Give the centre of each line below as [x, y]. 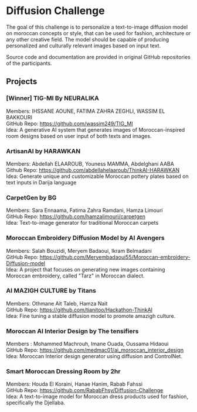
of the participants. [29, 63]
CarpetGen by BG [31, 197]
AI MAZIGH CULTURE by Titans [51, 291]
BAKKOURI [19, 117]
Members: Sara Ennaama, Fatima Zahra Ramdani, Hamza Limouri [84, 210]
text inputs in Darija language [41, 182]
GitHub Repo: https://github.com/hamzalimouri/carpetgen [76, 217]
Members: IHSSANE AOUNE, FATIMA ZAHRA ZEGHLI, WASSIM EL [86, 111]
